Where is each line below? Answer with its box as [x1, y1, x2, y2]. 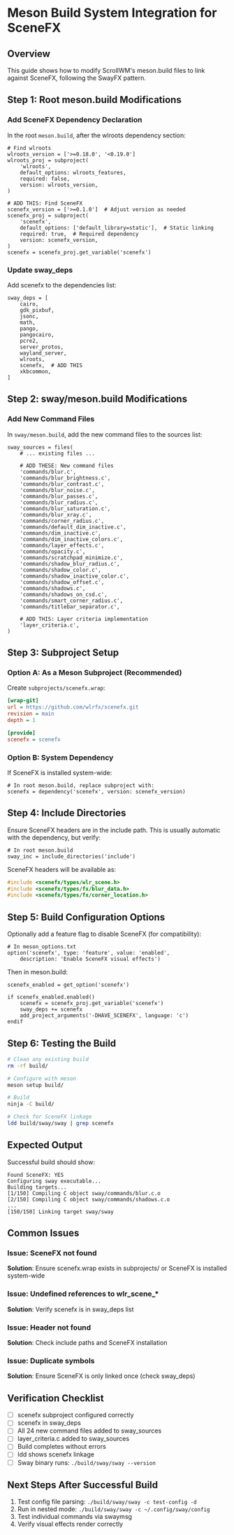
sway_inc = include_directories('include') [7, 853, 136, 860]
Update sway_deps [7, 265, 73, 275]
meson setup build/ [7, 1082, 64, 1089]
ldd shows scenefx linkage [17, 1450, 94, 1459]
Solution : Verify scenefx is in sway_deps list [7, 1305, 134, 1314]
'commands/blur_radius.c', [20, 499, 98, 506]
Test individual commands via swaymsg [17, 1513, 133, 1521]
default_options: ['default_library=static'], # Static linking [20, 224, 214, 231]
